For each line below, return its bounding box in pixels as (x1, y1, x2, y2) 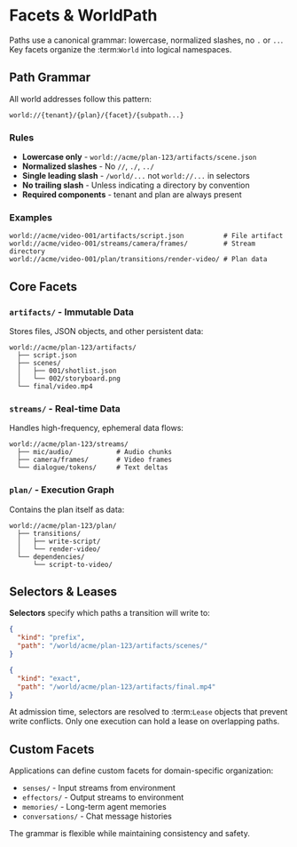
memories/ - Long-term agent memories (21, 802, 167, 812)
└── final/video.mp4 (17, 382, 93, 391)
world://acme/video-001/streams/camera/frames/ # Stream (9, 239, 255, 249)
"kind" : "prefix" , (17, 633, 86, 643)
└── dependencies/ (17, 552, 86, 561)
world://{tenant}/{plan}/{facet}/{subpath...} (9, 110, 184, 120)
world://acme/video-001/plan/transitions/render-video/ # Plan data (9, 255, 268, 264)
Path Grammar (9, 70, 91, 85)
